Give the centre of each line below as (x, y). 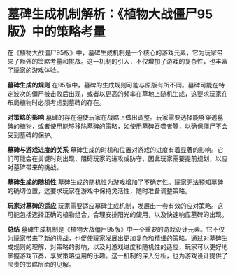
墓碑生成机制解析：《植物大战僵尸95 (110, 14)
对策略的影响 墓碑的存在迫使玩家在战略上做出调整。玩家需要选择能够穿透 (112, 117)
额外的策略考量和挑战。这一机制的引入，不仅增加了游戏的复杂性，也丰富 (123, 61)
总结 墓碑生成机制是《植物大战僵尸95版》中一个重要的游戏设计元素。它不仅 (116, 229)
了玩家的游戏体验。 (35, 70)
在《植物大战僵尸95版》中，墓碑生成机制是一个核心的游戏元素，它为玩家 (112, 52)
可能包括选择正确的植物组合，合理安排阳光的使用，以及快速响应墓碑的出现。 (117, 214)
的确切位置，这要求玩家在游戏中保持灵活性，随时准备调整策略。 (99, 190)
